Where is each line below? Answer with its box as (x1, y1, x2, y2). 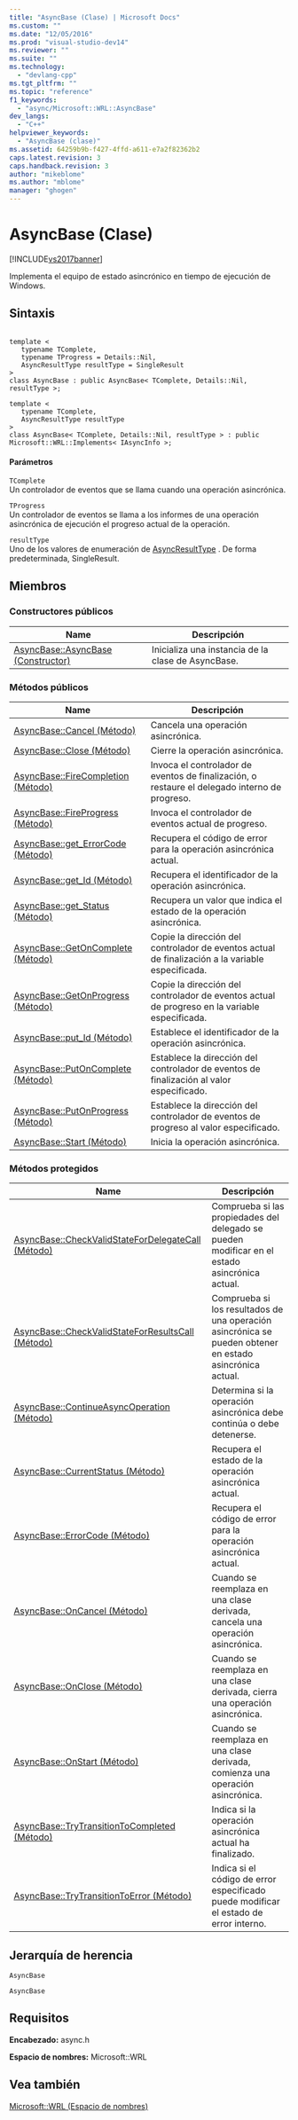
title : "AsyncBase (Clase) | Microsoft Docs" (9, 12, 180, 22)
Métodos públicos (9, 680, 89, 693)
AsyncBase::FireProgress (13, 806, 119, 819)
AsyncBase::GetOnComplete (13, 941, 133, 954)
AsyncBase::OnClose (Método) (13, 1680, 144, 1692)
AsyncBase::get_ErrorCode (13, 837, 127, 850)
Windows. (9, 280, 46, 291)
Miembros (9, 578, 67, 594)
